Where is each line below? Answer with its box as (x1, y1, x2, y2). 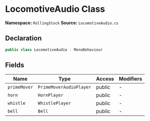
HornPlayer (38, 92, 63, 98)
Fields (5, 61, 25, 70)
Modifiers (118, 76, 143, 82)
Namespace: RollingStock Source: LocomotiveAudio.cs (5, 20, 119, 26)
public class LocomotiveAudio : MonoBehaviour (5, 47, 103, 52)
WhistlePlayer (38, 100, 71, 106)
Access (96, 76, 114, 82)
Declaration (5, 34, 42, 42)
